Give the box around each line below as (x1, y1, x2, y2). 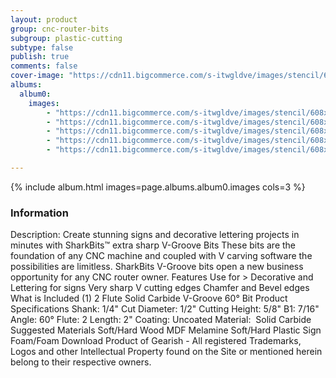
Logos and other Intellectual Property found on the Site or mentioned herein (10, 346, 323, 358)
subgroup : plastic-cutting (10, 33, 123, 43)
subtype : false (10, 42, 74, 53)
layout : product (10, 14, 78, 25)
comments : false (10, 61, 78, 71)
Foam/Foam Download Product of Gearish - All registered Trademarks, (10, 335, 302, 347)
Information (10, 206, 69, 220)
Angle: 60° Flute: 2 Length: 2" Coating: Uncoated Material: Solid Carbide (10, 314, 312, 326)
